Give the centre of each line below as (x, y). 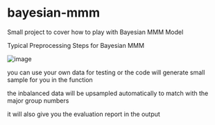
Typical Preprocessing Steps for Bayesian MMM (76, 45)
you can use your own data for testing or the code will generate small (106, 72)
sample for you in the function (50, 80)
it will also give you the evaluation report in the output (84, 114)
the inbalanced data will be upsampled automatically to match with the (108, 93)
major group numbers (38, 100)
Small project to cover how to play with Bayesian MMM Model (95, 32)
